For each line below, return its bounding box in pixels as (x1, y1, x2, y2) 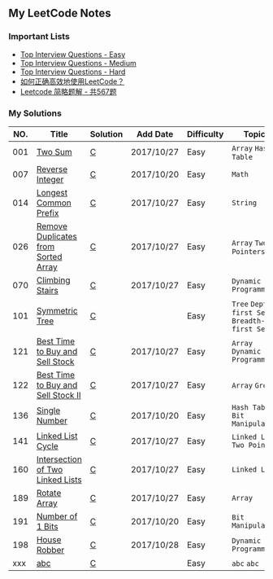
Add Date (136, 128, 174, 139)
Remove (36, 220, 67, 231)
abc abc (231, 559, 260, 568)
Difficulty (186, 128, 224, 139)
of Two (36, 463, 63, 475)
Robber (36, 544, 65, 555)
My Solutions (8, 107, 63, 119)
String (231, 198, 258, 207)
